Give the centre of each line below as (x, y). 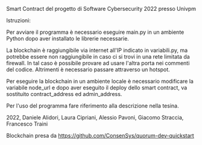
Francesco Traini (27, 124)
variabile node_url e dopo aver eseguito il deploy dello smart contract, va (97, 88)
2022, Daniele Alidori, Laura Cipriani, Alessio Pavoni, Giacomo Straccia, (95, 118)
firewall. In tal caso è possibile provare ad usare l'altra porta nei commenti (98, 63)
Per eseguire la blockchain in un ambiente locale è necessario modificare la (100, 81)
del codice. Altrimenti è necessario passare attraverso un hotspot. (88, 69)
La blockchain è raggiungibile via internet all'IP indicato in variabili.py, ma (97, 50)
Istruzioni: (19, 20)
